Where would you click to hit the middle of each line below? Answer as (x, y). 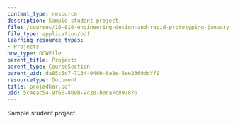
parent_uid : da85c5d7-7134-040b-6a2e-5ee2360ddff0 (84, 73)
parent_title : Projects (42, 60)
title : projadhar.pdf (39, 86)
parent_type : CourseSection (49, 67)
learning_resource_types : (45, 40)
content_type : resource (42, 14)
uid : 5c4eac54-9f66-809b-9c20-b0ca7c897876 (73, 93)
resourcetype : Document (42, 80)
